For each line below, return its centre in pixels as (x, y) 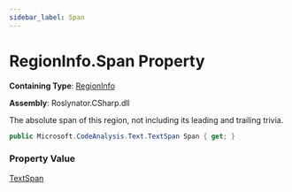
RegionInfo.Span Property (107, 61)
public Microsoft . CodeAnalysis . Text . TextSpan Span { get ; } (123, 136)
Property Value (42, 158)
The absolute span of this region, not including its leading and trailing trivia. (146, 119)
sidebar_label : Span (47, 17)
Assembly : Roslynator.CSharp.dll (69, 103)
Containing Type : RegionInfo (62, 86)
